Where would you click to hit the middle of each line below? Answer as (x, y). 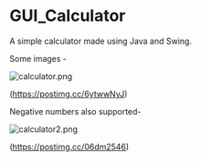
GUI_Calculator (68, 16)
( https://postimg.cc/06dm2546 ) (69, 146)
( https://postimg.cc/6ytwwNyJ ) (69, 94)
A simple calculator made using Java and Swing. (100, 41)
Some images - (38, 58)
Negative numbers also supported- (75, 111)
